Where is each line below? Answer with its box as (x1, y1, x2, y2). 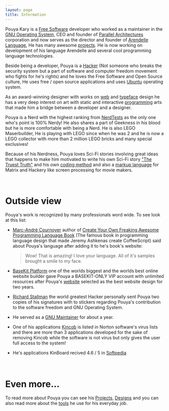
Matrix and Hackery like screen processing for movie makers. (5, 167, 133, 173)
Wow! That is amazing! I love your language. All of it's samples (25, 253, 155, 259)
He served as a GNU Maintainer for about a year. (12, 314, 114, 320)
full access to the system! (12, 340, 66, 346)
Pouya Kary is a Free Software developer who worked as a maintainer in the (5, 26, 163, 32)
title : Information (5, 12, 46, 17)
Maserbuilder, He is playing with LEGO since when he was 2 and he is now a (5, 130, 164, 136)
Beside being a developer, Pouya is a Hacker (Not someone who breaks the (5, 63, 162, 69)
